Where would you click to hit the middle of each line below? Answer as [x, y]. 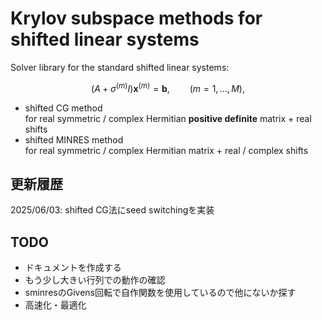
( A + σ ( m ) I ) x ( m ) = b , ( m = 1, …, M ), [168, 87]
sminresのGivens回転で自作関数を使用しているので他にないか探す [160, 293]
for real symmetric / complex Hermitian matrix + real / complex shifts [166, 150]
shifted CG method [63, 108]
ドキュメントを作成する [73, 268]
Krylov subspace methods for [136, 18]
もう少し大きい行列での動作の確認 [95, 280]
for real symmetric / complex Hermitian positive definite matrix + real [168, 118]
